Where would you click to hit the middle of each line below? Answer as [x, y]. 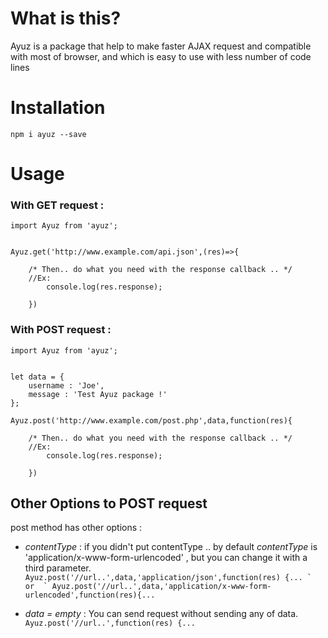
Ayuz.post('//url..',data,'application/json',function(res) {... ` [168, 578]
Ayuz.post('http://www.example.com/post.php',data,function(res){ [151, 420]
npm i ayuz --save [48, 134]
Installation [58, 108]
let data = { [37, 377]
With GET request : [57, 205]
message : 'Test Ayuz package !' [98, 394]
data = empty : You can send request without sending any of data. [161, 614]
